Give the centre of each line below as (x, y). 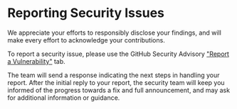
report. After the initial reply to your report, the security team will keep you (116, 82)
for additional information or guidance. (64, 98)
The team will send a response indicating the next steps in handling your (114, 75)
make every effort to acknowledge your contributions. (86, 40)
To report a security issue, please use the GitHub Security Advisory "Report (118, 54)
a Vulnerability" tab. (36, 61)
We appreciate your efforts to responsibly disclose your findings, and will (115, 33)
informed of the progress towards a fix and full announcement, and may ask (118, 90)
